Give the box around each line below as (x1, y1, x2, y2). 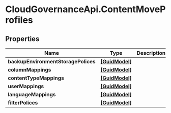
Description (136, 50, 166, 56)
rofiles (5, 14, 33, 26)
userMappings (8, 83, 44, 90)
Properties (5, 34, 40, 43)
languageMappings (8, 91, 56, 98)
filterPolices (8, 99, 38, 106)
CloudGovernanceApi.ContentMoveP (5, 4, 166, 15)
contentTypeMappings (8, 74, 65, 82)
